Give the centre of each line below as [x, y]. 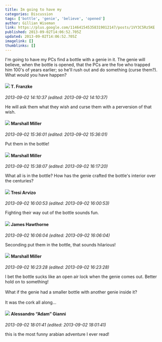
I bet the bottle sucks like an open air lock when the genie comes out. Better [81, 277]
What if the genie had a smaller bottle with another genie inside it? [71, 292]
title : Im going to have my [33, 9]
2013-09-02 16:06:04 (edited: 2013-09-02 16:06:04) [57, 235]
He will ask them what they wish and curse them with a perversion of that [78, 107]
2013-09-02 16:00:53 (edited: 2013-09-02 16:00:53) [57, 203]
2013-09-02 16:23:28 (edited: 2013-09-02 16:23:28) [57, 267]
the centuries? [19, 181]
